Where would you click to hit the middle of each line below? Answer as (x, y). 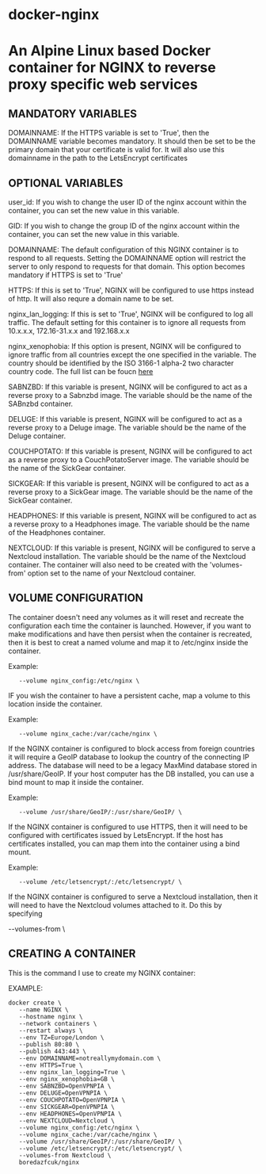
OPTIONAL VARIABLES (66, 183)
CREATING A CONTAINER (72, 954)
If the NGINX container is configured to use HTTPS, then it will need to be (128, 827)
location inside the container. (55, 704)
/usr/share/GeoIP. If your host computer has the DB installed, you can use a (131, 774)
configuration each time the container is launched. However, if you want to (130, 625)
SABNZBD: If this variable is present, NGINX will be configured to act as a (128, 387)
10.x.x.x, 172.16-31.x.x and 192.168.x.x (69, 331)
